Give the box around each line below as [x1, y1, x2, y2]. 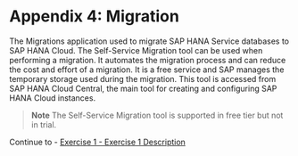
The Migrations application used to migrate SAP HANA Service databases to [9, 36, 290, 46]
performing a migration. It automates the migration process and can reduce [9, 54, 286, 65]
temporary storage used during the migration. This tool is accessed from [9, 73, 277, 84]
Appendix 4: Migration [9, 6, 180, 27]
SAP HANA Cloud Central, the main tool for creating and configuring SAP [9, 83, 277, 94]
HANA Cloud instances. [9, 92, 96, 103]
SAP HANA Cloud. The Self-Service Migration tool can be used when [9, 45, 263, 55]
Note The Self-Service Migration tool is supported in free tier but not [30, 110, 284, 120]
